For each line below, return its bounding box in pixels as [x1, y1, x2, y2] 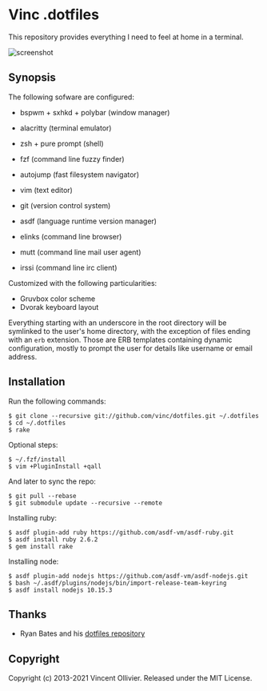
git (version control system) [19, 200, 111, 210]
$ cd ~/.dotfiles [8, 419, 66, 427]
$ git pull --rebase [8, 492, 78, 500]
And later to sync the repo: [8, 476, 96, 486]
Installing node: [8, 556, 59, 566]
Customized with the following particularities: [8, 278, 157, 287]
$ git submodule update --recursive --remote [8, 499, 162, 507]
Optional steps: [8, 440, 58, 449]
